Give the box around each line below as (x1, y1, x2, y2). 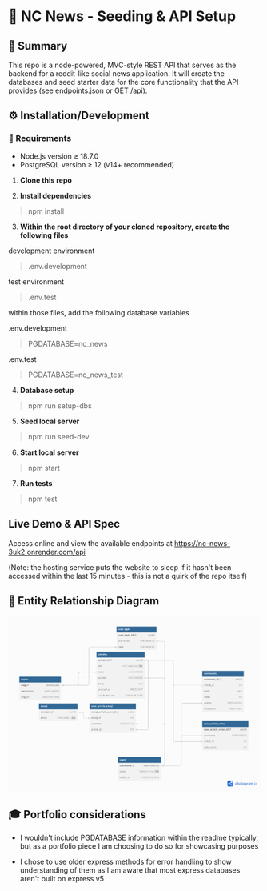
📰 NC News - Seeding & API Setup (8, 7, 237, 26)
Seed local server (19, 416, 80, 426)
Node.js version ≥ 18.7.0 (19, 151, 99, 161)
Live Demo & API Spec (8, 517, 121, 531)
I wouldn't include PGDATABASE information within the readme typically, (19, 833, 258, 843)
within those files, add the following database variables (8, 307, 190, 317)
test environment (8, 276, 64, 287)
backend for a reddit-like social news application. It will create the (8, 69, 225, 78)
